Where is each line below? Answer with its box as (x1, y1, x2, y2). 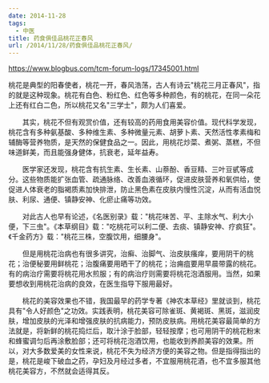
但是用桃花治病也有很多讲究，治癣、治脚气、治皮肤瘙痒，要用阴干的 (22, 249, 247, 259)
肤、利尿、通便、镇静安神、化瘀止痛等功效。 (8, 194, 156, 205)
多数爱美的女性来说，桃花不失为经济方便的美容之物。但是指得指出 (35, 346, 254, 356)
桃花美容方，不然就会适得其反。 (8, 366, 114, 376)
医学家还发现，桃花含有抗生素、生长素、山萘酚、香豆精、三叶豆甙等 (22, 165, 247, 174)
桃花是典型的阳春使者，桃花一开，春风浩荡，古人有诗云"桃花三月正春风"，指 (8, 80, 261, 90)
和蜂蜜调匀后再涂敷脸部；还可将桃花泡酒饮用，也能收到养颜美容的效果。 (8, 336, 247, 346)
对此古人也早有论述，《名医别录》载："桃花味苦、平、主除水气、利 (22, 212, 240, 222)
